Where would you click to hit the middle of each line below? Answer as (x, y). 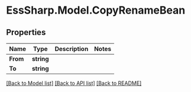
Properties (26, 32)
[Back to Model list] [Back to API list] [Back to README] (74, 83)
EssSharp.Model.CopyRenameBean (96, 10)
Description (72, 49)
